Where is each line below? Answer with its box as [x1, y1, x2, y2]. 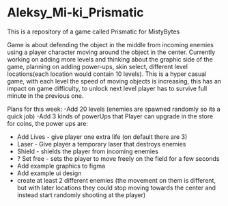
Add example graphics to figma [16, 162, 106, 170]
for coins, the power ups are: [7, 119, 89, 127]
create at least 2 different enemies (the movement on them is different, [16, 176, 216, 184]
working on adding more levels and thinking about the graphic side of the [7, 55, 213, 63]
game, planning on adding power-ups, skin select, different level [7, 62, 188, 70]
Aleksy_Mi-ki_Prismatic [7, 5, 144, 21]
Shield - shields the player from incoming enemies [16, 147, 159, 155]
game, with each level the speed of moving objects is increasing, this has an [7, 77, 222, 85]
